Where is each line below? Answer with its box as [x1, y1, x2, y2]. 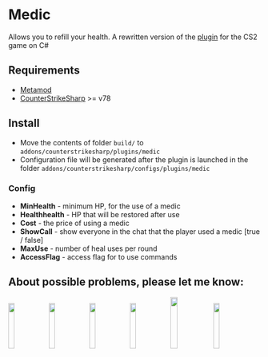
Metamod [19, 85, 52, 94]
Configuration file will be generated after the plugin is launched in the [19, 154, 249, 165]
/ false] [19, 235, 44, 244]
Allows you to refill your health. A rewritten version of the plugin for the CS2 [8, 32, 258, 42]
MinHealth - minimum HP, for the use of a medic [19, 201, 182, 211]
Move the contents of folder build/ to [19, 137, 144, 147]
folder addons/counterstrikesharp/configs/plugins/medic [19, 163, 210, 173]
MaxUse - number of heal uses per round [19, 244, 158, 253]
